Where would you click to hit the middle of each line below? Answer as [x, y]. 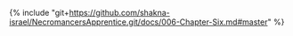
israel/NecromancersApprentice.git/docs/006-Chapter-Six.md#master [138, 22]
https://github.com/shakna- [120, 13]
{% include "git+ [39, 13]
